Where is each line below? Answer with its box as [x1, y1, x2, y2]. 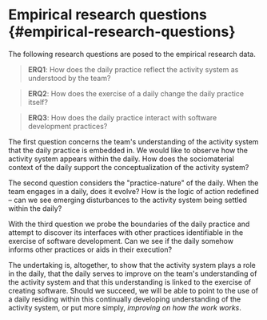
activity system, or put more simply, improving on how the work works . [8, 302, 242, 312]
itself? [27, 97, 48, 107]
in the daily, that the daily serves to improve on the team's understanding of [8, 269, 257, 278]
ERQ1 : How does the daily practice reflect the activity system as [27, 64, 239, 74]
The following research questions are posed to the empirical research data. [8, 49, 256, 59]
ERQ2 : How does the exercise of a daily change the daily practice [27, 88, 245, 98]
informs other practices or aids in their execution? [8, 245, 173, 254]
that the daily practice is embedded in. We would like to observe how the [8, 145, 248, 155]
